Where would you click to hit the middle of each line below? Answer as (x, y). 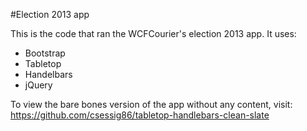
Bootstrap (45, 53)
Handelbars (48, 74)
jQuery (38, 85)
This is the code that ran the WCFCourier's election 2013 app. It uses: (153, 33)
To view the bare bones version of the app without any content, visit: (151, 104)
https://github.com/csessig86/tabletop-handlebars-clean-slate (140, 115)
